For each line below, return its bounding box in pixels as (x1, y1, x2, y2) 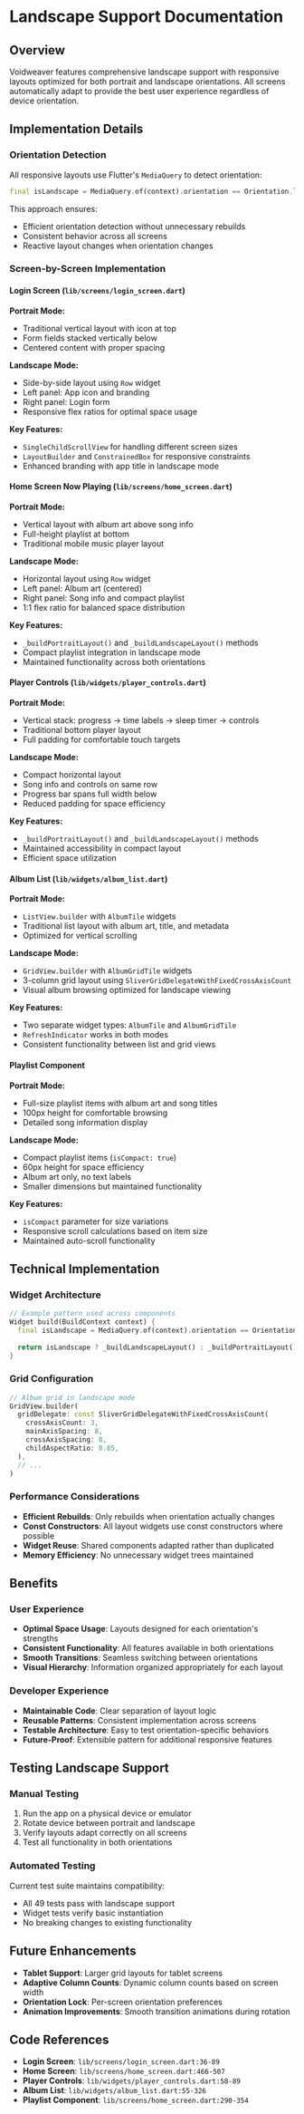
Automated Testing (9, 1859, 96, 1872)
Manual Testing (9, 1788, 80, 1800)
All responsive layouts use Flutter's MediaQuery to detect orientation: (9, 169, 262, 180)
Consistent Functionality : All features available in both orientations (22, 1643, 274, 1654)
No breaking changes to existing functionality (22, 1916, 193, 1927)
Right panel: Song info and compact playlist (22, 592, 185, 603)
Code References (9, 2032, 109, 2047)
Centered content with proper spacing (22, 342, 166, 352)
